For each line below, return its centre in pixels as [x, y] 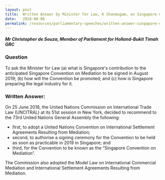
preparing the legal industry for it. [39, 84]
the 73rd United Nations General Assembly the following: [63, 117]
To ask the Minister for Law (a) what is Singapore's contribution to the [76, 68]
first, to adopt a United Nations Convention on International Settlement [83, 127]
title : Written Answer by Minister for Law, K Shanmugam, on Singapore [81, 14]
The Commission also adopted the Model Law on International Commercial [81, 162]
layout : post [18, 10]
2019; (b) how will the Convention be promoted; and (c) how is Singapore [79, 78]
